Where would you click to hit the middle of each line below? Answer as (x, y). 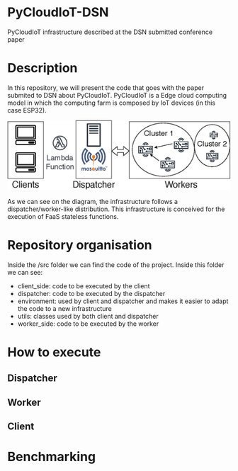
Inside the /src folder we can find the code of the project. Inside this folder (116, 265)
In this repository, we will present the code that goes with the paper (106, 87)
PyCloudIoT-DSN (58, 12)
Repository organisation (80, 245)
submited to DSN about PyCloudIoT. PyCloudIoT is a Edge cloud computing (117, 95)
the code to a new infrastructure (64, 308)
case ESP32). (27, 110)
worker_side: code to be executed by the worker (88, 324)
